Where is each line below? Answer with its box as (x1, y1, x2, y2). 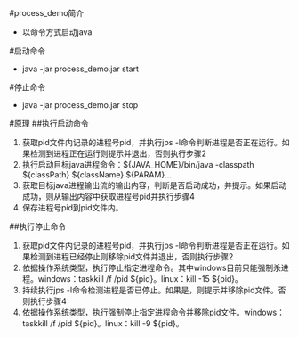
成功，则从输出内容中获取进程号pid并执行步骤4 (21, 191, 196, 201)
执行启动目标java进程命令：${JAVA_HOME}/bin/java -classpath (21, 160, 255, 169)
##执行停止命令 (9, 221, 67, 232)
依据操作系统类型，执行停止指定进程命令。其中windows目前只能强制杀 (21, 262, 282, 273)
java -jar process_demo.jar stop (21, 100, 139, 110)
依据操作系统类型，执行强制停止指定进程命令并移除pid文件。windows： (21, 307, 286, 317)
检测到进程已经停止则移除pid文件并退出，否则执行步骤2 (29, 251, 234, 261)
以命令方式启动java (21, 27, 93, 37)
